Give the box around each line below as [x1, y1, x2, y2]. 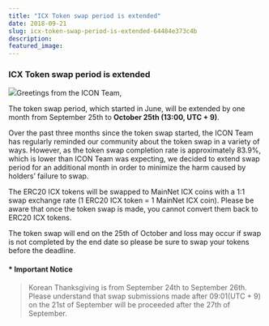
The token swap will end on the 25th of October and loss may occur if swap [8, 229, 262, 238]
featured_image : [8, 42, 63, 50]
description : [8, 34, 53, 43]
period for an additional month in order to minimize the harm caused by [8, 163, 246, 173]
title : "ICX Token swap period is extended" [8, 11, 161, 20]
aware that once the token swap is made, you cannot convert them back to [8, 204, 258, 214]
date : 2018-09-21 [8, 19, 67, 28]
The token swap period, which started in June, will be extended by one [8, 104, 246, 114]
